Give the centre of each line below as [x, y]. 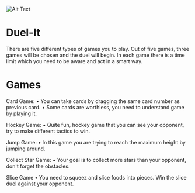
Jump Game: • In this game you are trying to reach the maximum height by [96, 142]
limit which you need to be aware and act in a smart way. [74, 61]
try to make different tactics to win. [48, 131]
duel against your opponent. [40, 184]
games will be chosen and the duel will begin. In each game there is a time [95, 55]
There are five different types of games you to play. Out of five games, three [98, 49]
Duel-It [23, 33]
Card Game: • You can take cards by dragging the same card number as [93, 101]
